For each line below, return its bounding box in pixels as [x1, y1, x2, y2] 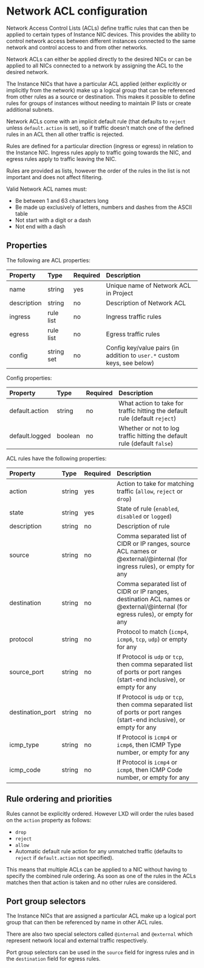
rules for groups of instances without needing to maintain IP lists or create [6, 99, 191, 107]
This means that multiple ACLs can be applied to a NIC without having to [6, 865, 188, 873]
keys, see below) [106, 358, 155, 367]
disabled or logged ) [116, 512, 172, 520]
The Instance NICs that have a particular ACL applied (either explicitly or [6, 80, 187, 87]
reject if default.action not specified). [15, 854, 114, 861]
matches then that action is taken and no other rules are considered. [6, 879, 177, 886]
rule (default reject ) [118, 414, 177, 423]
